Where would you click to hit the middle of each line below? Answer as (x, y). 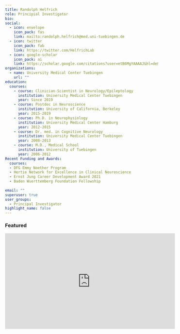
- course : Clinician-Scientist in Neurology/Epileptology (74, 91)
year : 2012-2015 (34, 127)
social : (13, 23)
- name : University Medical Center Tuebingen (56, 73)
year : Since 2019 (35, 100)
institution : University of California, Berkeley (69, 109)
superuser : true (21, 195)
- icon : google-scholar (33, 55)
